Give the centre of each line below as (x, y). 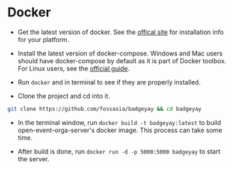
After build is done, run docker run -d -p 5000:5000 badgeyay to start (119, 151)
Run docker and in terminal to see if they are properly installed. (109, 82)
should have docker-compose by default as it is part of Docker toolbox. (122, 60)
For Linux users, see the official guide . (74, 68)
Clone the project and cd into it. (64, 96)
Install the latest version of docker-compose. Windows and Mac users (120, 53)
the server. (33, 159)
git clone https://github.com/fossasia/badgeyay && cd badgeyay (104, 109)
